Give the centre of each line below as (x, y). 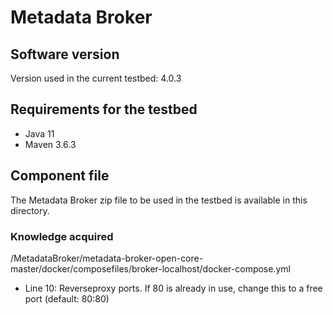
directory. (30, 210)
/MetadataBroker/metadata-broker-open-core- (107, 258)
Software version (65, 54)
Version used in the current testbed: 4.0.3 (96, 78)
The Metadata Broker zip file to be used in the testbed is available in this (159, 200)
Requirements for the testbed (104, 109)
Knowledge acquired (62, 236)
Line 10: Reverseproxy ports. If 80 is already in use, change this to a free (173, 288)
